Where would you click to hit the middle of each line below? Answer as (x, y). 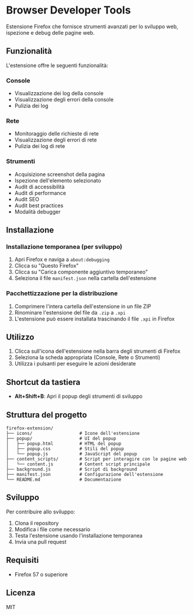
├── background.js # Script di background (72, 469)
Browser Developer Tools (68, 10)
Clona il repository (37, 523)
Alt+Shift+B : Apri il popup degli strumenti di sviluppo (78, 396)
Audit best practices (39, 205)
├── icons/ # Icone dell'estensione (73, 434)
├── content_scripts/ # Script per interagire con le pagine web (96, 459)
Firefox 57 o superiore (41, 574)
